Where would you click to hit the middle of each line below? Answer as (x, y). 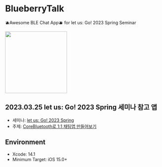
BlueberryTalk (35, 9)
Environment (25, 142)
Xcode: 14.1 (24, 154)
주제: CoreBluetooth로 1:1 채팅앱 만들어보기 (54, 126)
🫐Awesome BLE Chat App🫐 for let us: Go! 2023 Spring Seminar (71, 22)
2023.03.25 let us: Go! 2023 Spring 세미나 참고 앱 (81, 107)
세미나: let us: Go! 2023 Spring (43, 120)
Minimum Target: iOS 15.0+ (40, 159)
